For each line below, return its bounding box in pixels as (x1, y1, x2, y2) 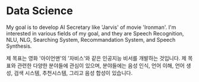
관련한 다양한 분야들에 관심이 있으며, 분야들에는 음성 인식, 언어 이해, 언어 (17, 62, 185, 69)
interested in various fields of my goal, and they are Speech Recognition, (6, 29, 184, 37)
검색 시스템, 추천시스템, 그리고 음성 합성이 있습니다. (14, 69, 132, 76)
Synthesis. (6, 42, 32, 50)
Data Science (6, 4, 73, 18)
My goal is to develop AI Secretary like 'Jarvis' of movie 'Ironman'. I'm (6, 24, 176, 31)
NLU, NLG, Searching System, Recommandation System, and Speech (6, 36, 176, 43)
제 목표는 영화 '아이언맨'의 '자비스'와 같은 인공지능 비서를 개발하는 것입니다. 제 (6, 54, 187, 61)
